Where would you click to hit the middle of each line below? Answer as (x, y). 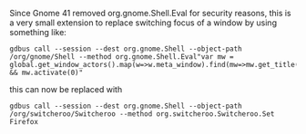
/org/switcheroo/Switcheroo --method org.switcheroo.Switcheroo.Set (142, 114)
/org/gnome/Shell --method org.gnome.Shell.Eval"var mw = (122, 57)
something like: (38, 32)
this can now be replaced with (66, 89)
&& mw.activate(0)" (46, 72)
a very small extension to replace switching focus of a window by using (143, 23)
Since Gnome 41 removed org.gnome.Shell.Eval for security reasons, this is (150, 13)
